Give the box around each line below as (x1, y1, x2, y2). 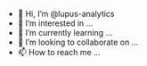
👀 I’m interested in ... (17, 18, 94, 29)
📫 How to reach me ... (17, 47, 101, 57)
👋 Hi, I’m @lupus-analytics (17, 9, 115, 19)
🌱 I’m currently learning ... (17, 28, 113, 37)
